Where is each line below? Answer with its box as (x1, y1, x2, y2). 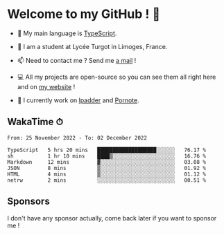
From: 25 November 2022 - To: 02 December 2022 (7, 134, 148, 141)
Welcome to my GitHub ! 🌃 (7, 6, 161, 22)
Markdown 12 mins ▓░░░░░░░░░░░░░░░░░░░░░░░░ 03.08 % (7, 158, 207, 165)
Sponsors (7, 196, 50, 207)
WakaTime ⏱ (7, 116, 64, 128)
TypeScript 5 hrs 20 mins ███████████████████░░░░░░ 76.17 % (7, 147, 207, 153)
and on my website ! (17, 82, 76, 91)
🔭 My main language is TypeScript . (17, 29, 117, 37)
